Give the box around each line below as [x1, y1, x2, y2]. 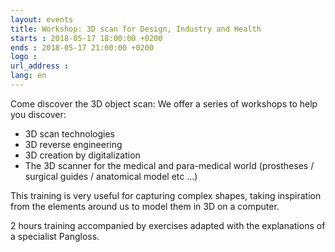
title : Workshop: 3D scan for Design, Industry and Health [10, 24, 262, 34]
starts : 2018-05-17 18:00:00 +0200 [10, 33, 163, 43]
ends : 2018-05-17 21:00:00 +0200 [10, 42, 155, 53]
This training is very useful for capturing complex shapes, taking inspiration [10, 189, 322, 201]
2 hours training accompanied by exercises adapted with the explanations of [10, 219, 326, 231]
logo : [10, 52, 38, 62]
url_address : [10, 61, 70, 71]
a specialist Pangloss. [10, 230, 100, 242]
